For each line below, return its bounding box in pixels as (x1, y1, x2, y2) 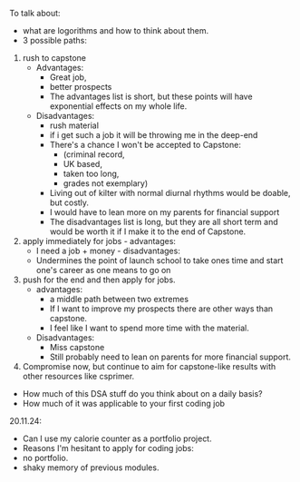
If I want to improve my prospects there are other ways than (49, 303, 274, 314)
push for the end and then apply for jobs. (22, 274, 176, 285)
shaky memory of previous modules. (22, 462, 160, 473)
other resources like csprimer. (22, 371, 135, 381)
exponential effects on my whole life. (49, 101, 188, 112)
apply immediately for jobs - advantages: (22, 236, 177, 246)
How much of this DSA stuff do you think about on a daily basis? (22, 389, 263, 398)
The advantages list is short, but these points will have (49, 91, 253, 102)
